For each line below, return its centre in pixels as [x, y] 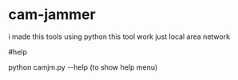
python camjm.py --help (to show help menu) [83, 67]
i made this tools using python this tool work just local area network [119, 36]
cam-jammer [52, 15]
